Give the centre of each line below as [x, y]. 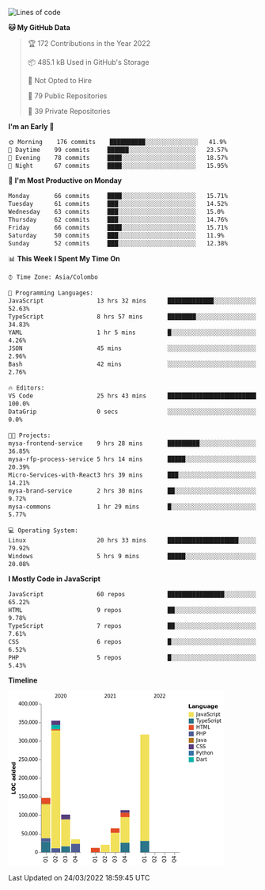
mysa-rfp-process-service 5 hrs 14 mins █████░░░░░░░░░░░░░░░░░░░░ [132, 459]
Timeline [23, 680]
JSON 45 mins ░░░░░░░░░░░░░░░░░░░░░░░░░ [132, 348]
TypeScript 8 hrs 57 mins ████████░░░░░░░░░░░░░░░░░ [132, 317]
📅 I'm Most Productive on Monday [65, 181]
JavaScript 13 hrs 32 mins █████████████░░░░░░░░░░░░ [132, 301]
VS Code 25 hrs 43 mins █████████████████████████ [132, 396]
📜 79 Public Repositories [67, 96]
